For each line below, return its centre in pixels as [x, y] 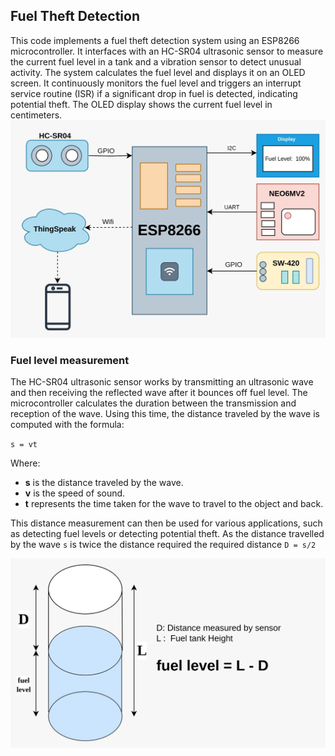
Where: [25, 463]
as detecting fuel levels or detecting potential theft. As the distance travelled [167, 534]
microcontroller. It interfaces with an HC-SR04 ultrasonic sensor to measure [167, 51]
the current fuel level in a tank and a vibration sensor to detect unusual [156, 61]
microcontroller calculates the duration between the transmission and [153, 403]
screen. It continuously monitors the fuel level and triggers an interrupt [156, 83]
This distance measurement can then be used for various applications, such [166, 523]
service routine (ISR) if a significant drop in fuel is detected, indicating [154, 93]
